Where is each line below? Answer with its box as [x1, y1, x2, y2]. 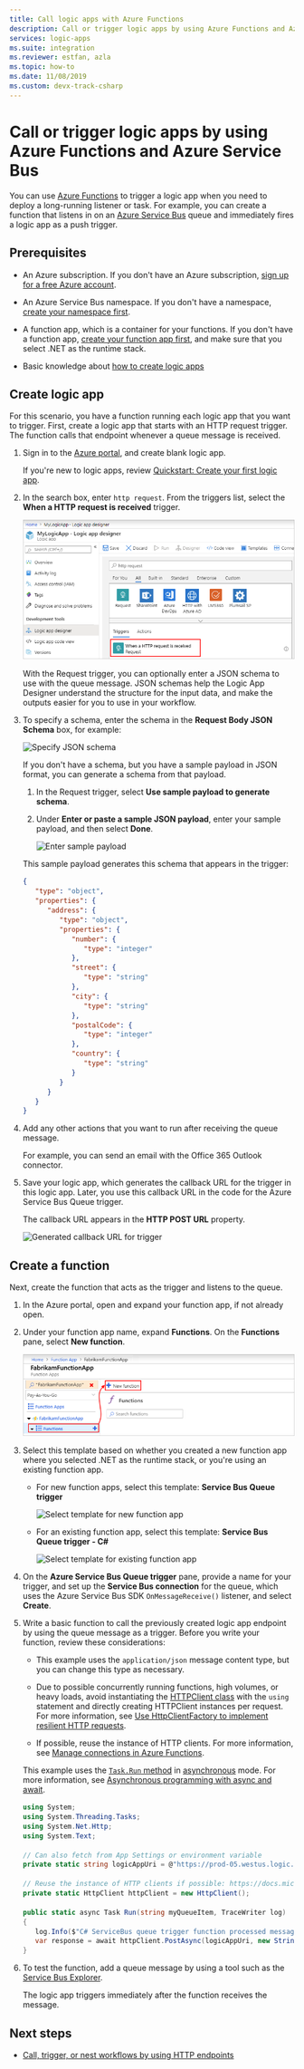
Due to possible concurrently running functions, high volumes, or [35, 1681, 279, 1693]
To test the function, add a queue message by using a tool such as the [22, 1962, 285, 1974]
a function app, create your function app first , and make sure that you [22, 333, 282, 344]
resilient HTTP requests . [35, 1720, 127, 1731]
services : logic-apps [9, 34, 91, 43]
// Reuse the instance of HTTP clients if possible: [22, 1880, 226, 1889]
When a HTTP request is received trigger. [22, 502, 181, 513]
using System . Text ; [22, 1831, 97, 1841]
